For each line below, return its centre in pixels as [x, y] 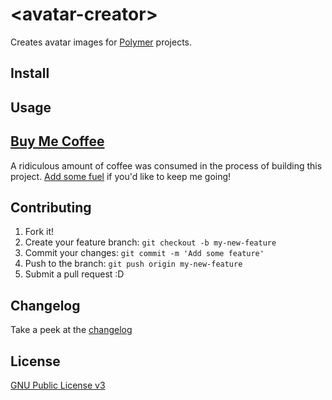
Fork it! [39, 232]
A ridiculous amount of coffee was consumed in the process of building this [166, 165]
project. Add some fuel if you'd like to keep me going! [121, 176]
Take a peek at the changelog [71, 330]
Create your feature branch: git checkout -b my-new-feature [150, 242]
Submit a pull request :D [74, 274]
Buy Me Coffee [57, 141]
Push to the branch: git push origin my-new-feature [133, 264]
